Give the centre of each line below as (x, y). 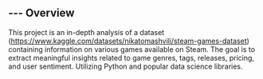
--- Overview (41, 13)
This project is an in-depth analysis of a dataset (86, 32)
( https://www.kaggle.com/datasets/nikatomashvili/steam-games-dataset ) (129, 41)
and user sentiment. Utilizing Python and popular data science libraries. (126, 66)
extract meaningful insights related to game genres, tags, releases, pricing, (131, 57)
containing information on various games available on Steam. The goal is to (132, 49)
